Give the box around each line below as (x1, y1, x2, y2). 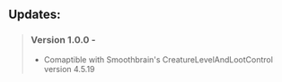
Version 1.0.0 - (30, 34, 96, 46)
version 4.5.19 (43, 63, 95, 74)
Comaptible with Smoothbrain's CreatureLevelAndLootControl (43, 53, 273, 65)
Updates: (8, 7, 61, 22)
